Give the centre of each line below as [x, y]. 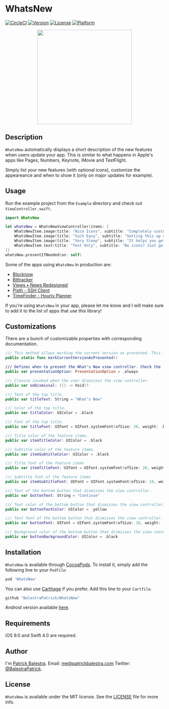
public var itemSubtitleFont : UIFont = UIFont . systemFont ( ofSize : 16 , [81, 482]
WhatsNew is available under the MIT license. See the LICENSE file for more [82, 696]
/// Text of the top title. [35, 395]
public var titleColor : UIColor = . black [49, 413]
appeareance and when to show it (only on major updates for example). [79, 175]
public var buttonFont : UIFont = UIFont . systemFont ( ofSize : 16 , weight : [83, 523]
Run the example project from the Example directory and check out [74, 203]
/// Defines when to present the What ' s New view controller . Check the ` [85, 367]
